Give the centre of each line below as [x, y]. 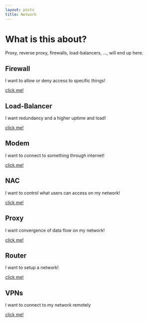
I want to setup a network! [32, 268]
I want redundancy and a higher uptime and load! [56, 118]
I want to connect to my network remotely [48, 305]
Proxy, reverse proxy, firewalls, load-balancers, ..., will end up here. [74, 53]
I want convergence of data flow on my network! [55, 230]
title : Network [21, 14]
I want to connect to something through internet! [55, 155]
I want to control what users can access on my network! [63, 193]
